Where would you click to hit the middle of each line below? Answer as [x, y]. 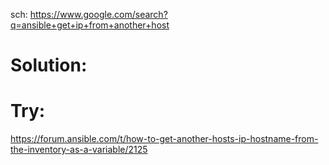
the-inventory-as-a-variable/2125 [79, 150]
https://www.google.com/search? [98, 14]
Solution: [49, 65]
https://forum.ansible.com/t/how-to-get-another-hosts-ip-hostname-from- [164, 139]
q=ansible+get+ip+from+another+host [90, 25]
